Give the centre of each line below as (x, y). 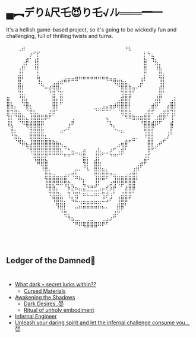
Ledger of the (32, 260)
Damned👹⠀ (77, 260)
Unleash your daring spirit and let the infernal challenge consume (95, 323)
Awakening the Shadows (45, 297)
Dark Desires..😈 (44, 304)
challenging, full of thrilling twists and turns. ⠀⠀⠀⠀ (68, 36)
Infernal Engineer (36, 316)
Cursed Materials (45, 291)
